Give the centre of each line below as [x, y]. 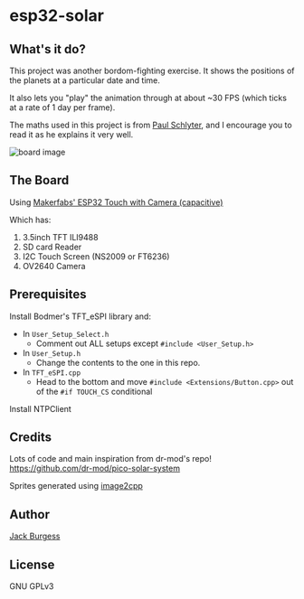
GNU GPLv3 [32, 586]
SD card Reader [52, 247]
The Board [39, 180]
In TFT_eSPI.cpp [52, 372]
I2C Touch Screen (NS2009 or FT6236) [96, 256]
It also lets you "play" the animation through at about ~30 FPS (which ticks [148, 98]
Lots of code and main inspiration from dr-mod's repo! [111, 459]
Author [29, 515]
